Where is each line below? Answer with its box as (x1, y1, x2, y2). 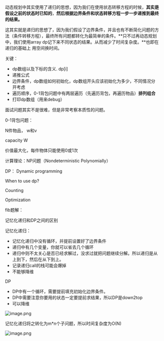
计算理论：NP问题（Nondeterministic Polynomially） (5, 158, 111, 164)
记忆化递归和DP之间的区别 (5, 217, 59, 223)
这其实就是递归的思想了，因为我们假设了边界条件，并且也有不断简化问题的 (5, 27, 155, 33)
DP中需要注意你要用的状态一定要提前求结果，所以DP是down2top (12, 295, 143, 300)
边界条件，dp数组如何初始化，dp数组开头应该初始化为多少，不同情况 (12, 78, 151, 84)
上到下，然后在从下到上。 (12, 256, 64, 262)
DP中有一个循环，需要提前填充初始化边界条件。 (12, 289, 108, 294)
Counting (5, 188, 23, 193)
